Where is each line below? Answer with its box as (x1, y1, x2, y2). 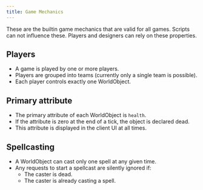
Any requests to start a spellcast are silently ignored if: (15, 164, 151, 172)
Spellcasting (6, 142, 55, 152)
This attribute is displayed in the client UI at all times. (15, 124, 147, 131)
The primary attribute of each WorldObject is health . (15, 112, 147, 119)
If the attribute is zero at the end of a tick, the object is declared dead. (15, 118, 190, 125)
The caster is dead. (24, 171, 73, 178)
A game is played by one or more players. (15, 65, 119, 72)
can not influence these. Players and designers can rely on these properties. (6, 31, 197, 39)
